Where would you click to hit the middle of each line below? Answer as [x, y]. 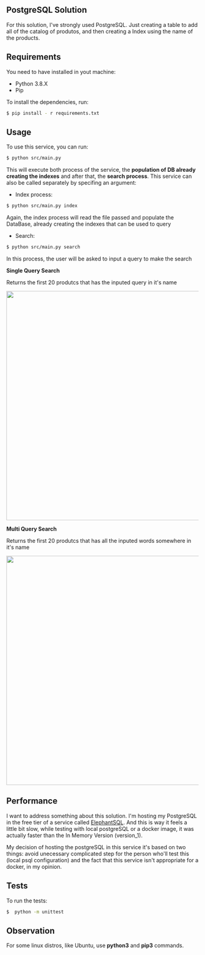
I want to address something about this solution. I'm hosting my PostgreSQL [102, 816]
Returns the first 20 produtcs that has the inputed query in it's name [92, 282]
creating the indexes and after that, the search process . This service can [99, 176]
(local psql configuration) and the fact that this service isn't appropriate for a [103, 860]
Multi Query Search [31, 529]
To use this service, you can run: [47, 147]
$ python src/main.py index [42, 206]
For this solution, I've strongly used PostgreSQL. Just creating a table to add [102, 24]
